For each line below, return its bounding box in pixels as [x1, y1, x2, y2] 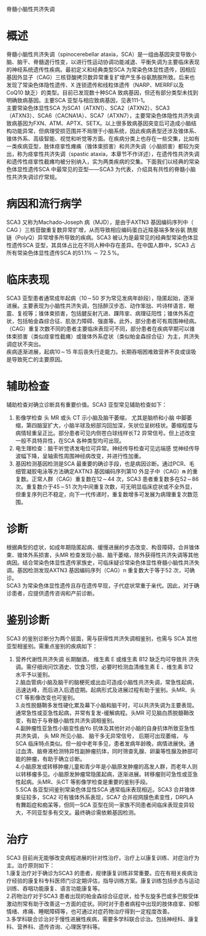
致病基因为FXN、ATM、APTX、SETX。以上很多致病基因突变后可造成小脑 [6, 119, 191, 127]
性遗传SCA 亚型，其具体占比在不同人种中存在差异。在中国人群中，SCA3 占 [6, 241, 196, 248]
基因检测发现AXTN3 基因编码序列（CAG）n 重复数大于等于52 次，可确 [17, 566, 195, 573]
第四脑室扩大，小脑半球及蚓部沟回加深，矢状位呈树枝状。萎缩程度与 [26, 421, 198, 429]
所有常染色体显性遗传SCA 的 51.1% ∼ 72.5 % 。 [6, 249, 123, 256]
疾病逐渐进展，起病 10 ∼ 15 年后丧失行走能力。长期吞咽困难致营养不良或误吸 [6, 348, 196, 355]
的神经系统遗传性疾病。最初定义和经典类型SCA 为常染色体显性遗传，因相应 [6, 66, 196, 73]
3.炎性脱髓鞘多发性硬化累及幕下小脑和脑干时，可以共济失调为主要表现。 [15, 701, 198, 708]
